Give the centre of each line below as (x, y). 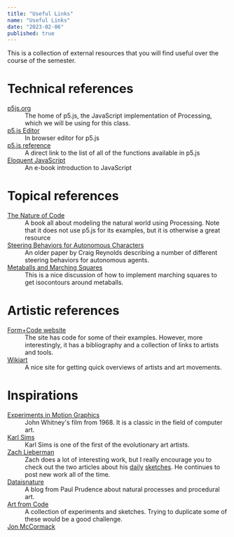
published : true (31, 33)
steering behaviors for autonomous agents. (87, 260)
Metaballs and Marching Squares (55, 267)
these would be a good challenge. (74, 519)
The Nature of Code (36, 216)
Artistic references (63, 311)
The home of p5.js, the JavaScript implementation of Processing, (118, 116)
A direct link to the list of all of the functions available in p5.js (112, 153)
